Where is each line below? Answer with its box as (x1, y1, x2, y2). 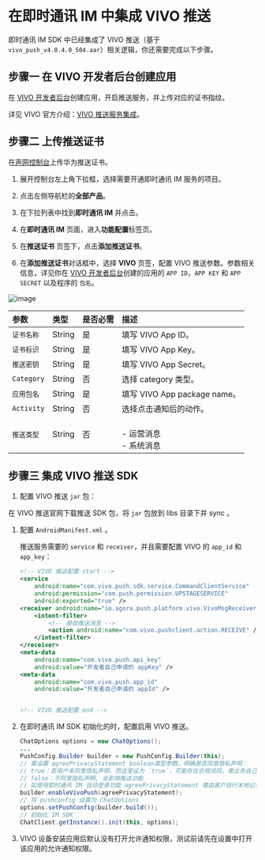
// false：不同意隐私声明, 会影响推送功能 (19, 774, 144, 783)
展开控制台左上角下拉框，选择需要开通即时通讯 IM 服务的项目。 (19, 174, 226, 183)
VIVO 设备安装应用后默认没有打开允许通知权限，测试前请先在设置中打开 (19, 833, 253, 843)
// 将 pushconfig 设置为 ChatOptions (19, 796, 140, 805)
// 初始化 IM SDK (19, 811, 73, 819)
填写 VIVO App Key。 (121, 344, 200, 355)
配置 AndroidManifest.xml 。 (19, 525, 112, 534)
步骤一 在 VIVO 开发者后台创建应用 (8, 70, 177, 84)
